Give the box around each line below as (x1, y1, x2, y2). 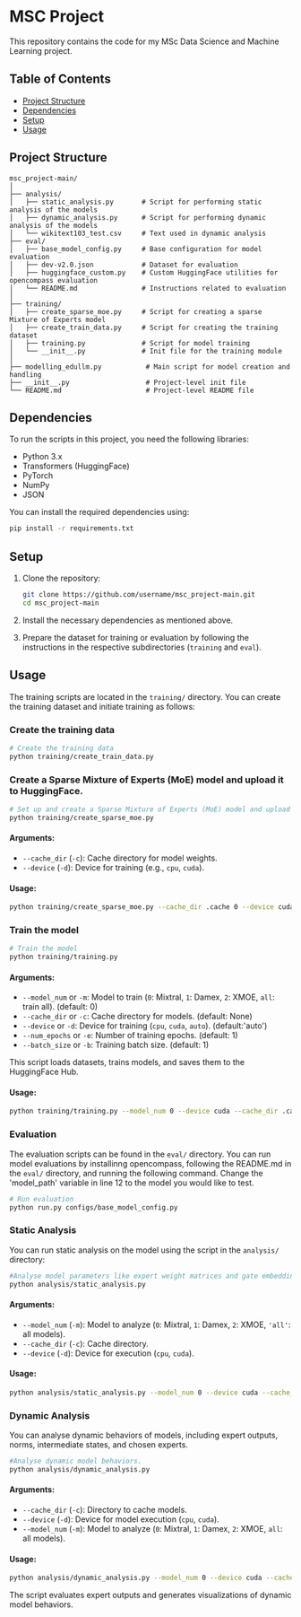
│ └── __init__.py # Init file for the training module (9, 346, 282, 355)
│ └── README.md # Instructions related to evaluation (9, 284, 287, 293)
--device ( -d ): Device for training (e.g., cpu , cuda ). (21, 861, 204, 872)
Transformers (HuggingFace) (21, 460, 130, 472)
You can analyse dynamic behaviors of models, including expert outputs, (9, 1429, 279, 1440)
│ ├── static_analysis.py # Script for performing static (9, 197, 262, 206)
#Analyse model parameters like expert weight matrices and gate (9, 1272, 258, 1280)
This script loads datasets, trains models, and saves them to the (9, 1057, 245, 1068)
